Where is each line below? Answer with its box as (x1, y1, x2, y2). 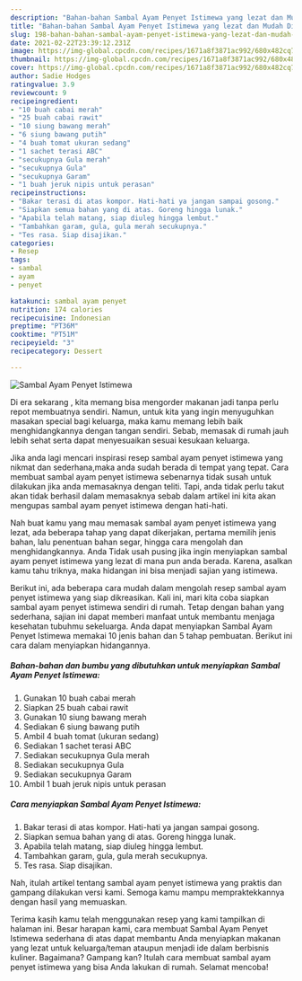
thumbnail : (10, 55, 51, 64)
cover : (10, 64, 35, 73)
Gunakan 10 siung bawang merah (22, 711, 147, 722)
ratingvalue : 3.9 (10, 80, 75, 89)
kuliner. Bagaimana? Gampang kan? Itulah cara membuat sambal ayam (10, 951, 272, 962)
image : (10, 47, 35, 56)
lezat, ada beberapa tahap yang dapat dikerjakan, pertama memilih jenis (10, 526, 277, 537)
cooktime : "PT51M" (10, 330, 79, 340)
